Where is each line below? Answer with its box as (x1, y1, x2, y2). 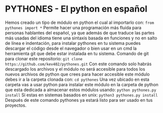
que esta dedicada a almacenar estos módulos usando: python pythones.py (5, 87, 157, 93)
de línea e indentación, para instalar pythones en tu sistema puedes (5, 40, 141, 46)
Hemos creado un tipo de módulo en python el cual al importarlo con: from (5, 19, 154, 25)
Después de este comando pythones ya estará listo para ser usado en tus (5, 97, 153, 103)
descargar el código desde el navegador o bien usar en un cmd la (5, 45, 137, 51)
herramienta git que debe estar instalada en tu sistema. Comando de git (5, 50, 149, 56)
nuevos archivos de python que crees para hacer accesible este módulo (5, 71, 150, 77)
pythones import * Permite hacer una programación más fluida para (5, 24, 142, 30)
